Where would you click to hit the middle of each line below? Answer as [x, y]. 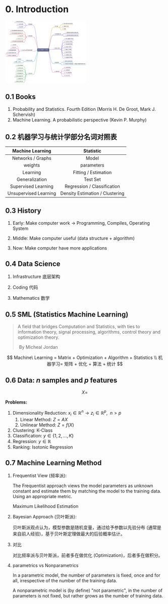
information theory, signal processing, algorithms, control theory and [89, 332]
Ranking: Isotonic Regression [43, 447]
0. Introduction [37, 9]
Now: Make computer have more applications [60, 248]
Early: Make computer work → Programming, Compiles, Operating [81, 223]
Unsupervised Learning [32, 193]
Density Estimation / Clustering [92, 193]
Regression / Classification [92, 186]
